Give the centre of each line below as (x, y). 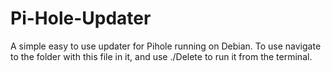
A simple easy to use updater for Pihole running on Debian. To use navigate (166, 46)
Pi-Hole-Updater (81, 18)
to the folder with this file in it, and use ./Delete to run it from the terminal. (161, 56)
